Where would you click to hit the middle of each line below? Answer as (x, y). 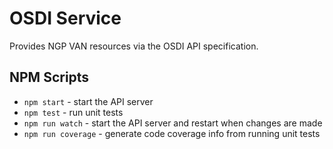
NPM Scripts (49, 77)
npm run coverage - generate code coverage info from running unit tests (172, 133)
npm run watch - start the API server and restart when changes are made (173, 123)
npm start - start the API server (88, 101)
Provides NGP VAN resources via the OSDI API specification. (134, 46)
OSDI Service (65, 18)
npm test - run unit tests (73, 112)
